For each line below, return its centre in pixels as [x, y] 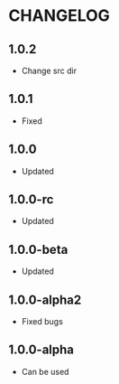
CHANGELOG [59, 16]
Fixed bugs [42, 322]
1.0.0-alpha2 [45, 300]
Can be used [45, 371]
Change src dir [49, 70]
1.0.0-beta [38, 249]
